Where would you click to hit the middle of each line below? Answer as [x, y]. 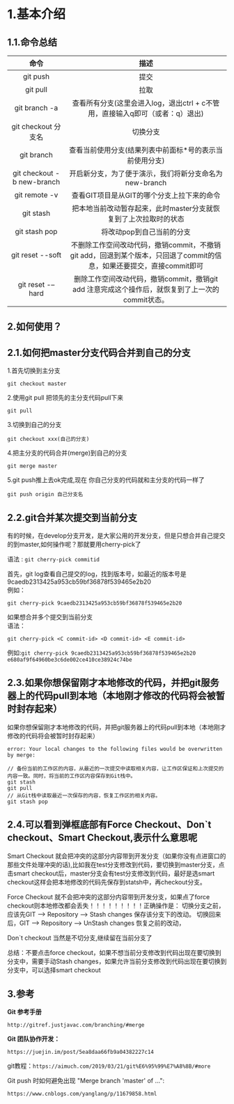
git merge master [32, 466]
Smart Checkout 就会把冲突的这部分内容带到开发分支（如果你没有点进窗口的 [117, 856]
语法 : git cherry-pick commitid [53, 559]
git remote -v [36, 195]
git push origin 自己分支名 [45, 495]
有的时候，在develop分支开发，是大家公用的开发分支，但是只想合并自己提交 [116, 536]
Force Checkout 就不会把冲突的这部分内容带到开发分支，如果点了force [109, 896]
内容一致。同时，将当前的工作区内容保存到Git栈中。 [71, 776]
